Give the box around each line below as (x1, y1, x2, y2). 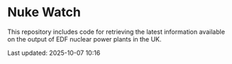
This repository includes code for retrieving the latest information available (7, 27, 226, 36)
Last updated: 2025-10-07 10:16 (7, 49, 101, 57)
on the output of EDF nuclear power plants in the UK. (7, 34, 162, 43)
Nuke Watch (7, 4, 82, 20)
